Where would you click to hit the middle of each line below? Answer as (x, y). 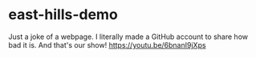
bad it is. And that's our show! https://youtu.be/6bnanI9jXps (107, 44)
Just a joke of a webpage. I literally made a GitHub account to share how (128, 37)
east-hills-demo (63, 15)
